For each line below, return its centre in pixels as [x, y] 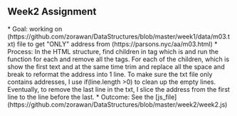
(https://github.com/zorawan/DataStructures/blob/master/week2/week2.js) [117, 104]
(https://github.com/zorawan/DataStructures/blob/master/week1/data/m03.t [118, 36]
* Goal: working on [35, 28]
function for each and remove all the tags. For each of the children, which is [118, 59]
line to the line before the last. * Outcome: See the [81, 97]
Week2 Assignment [52, 12]
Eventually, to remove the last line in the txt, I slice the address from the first [118, 89]
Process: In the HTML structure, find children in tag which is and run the [113, 51]
